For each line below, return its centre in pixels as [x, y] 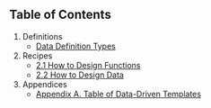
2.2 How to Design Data [79, 75]
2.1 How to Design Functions [88, 65]
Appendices [44, 84]
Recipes [37, 55]
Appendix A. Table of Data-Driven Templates [119, 94]
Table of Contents [61, 15]
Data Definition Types [76, 46]
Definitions [42, 36]
